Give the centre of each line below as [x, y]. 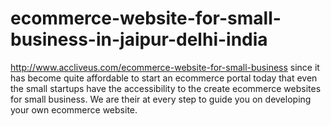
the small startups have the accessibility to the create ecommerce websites [166, 88]
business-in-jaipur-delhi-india [139, 39]
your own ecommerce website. [74, 109]
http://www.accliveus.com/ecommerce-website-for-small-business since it [165, 67]
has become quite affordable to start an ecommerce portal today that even [164, 78]
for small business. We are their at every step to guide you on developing [161, 99]
